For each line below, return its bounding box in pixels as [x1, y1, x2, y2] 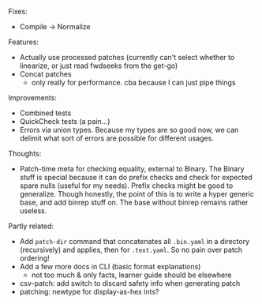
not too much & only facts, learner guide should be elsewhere [31, 270, 232, 280]
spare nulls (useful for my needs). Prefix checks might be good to [19, 181, 234, 190]
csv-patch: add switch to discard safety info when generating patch [19, 279, 241, 287]
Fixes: [8, 7, 28, 16]
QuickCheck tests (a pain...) [19, 117, 110, 126]
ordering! [19, 253, 50, 263]
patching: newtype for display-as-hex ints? [19, 287, 159, 296]
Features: [8, 37, 39, 47]
